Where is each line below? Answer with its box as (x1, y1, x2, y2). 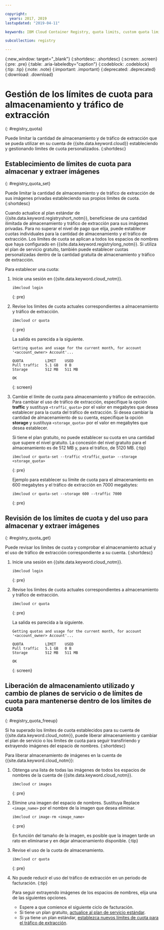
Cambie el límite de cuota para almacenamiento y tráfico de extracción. (12, 393, 156, 399)
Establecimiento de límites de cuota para (5, 160, 132, 168)
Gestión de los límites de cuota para (5, 89, 153, 100)
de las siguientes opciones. (12, 895, 67, 901)
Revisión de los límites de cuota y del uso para (5, 514, 148, 522)
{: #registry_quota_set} (5, 180, 51, 186)
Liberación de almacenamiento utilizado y (5, 682, 135, 690)
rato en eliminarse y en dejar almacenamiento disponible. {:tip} (12, 837, 138, 843)
